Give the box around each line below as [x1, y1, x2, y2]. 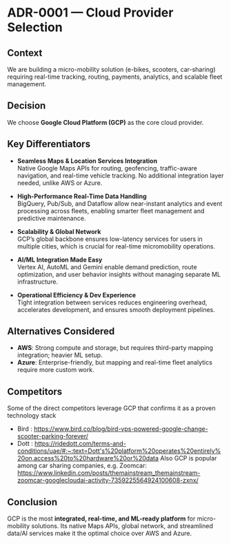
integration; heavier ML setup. [17, 351, 103, 360]
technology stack [7, 411, 57, 420]
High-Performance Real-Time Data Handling [17, 192, 147, 200]
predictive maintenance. [17, 214, 86, 222]
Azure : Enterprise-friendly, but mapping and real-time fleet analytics [17, 358, 212, 367]
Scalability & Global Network [17, 227, 101, 235]
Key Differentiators [7, 138, 91, 150]
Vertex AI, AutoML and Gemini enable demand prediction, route [17, 262, 198, 271]
